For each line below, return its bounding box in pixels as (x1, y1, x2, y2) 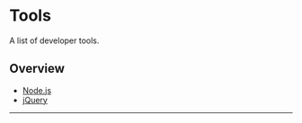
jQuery (22, 94, 48, 105)
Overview (9, 61, 66, 76)
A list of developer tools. (9, 35, 100, 46)
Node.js (22, 84, 52, 95)
